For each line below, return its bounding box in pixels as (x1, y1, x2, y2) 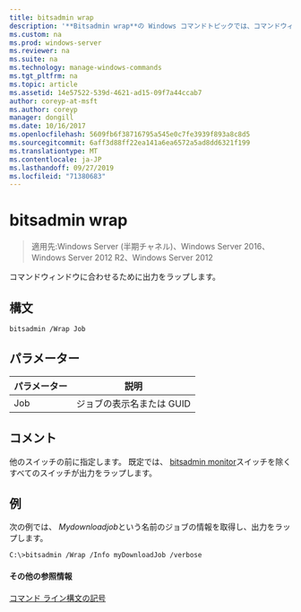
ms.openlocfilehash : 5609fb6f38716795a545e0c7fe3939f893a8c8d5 (9, 130, 251, 139)
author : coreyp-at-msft (9, 96, 99, 106)
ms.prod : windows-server (9, 38, 102, 48)
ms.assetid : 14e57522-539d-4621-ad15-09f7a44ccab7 (9, 88, 202, 97)
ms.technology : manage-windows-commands (9, 64, 163, 73)
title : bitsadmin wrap (9, 13, 94, 22)
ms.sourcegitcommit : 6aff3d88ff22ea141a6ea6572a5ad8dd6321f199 (9, 138, 251, 147)
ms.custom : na (9, 30, 63, 39)
